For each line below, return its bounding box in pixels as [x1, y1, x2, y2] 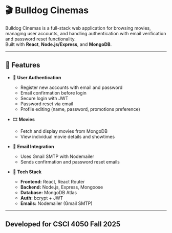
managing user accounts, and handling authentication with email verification [5, 30, 166, 36]
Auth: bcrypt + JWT [20, 195, 63, 201]
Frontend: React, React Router [20, 178, 85, 184]
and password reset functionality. [5, 36, 76, 42]
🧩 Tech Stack [12, 169, 42, 175]
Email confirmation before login [20, 89, 87, 96]
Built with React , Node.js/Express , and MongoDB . [5, 41, 112, 47]
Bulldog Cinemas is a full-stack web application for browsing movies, [5, 25, 151, 31]
